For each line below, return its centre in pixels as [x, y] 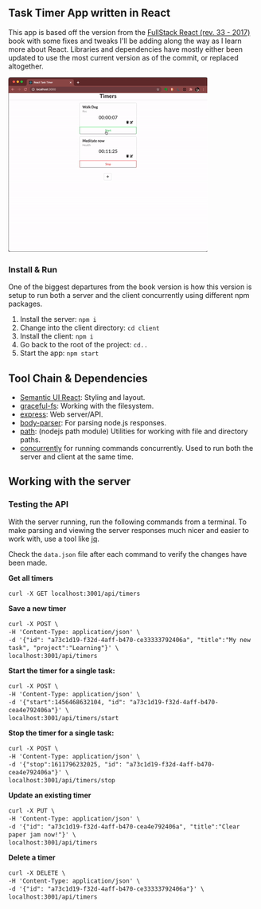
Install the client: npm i [56, 336]
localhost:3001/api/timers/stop [62, 780]
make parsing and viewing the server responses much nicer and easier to [129, 530]
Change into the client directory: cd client [90, 328]
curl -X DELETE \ [37, 873]
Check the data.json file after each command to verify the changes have [128, 554]
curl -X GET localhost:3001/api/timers [74, 594]
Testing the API [39, 504]
